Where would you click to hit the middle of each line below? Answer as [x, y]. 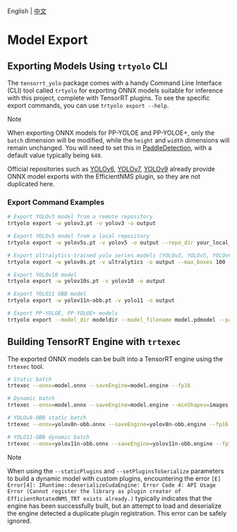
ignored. [19, 521]
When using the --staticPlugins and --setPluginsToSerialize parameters [116, 471]
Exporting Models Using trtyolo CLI [87, 66]
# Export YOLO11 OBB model [47, 294]
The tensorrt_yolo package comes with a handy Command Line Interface [115, 83]
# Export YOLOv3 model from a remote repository [80, 217]
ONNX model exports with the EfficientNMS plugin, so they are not [104, 176]
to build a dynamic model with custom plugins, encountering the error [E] [114, 478]
